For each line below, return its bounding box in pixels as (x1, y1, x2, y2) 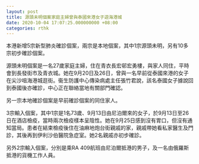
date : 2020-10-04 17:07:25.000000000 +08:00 (6, 20, 118, 25)
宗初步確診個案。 (6, 50, 48, 57)
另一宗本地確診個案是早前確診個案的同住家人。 (6, 97, 121, 104)
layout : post (6, 8, 39, 15)
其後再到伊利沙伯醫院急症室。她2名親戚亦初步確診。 (16, 131, 145, 139)
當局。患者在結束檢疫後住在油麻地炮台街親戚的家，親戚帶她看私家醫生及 (11, 124, 188, 131)
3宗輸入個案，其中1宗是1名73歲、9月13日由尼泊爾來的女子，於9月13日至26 (6, 110, 189, 117)
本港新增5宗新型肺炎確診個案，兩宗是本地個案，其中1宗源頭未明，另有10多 (6, 42, 189, 49)
